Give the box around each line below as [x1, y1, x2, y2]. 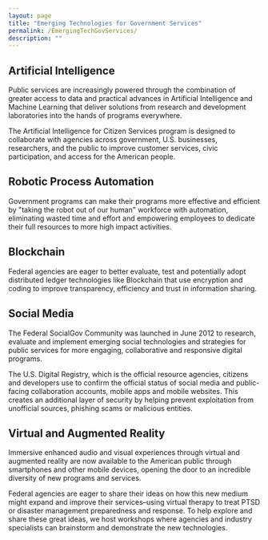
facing [8, 386, 30, 396]
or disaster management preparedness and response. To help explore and [8, 506, 253, 516]
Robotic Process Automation [8, 175, 154, 189]
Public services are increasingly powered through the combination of [8, 85, 236, 95]
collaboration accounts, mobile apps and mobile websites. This [30, 386, 238, 396]
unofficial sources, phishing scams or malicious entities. [8, 403, 194, 413]
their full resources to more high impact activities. [8, 221, 172, 231]
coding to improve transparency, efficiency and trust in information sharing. [8, 283, 258, 293]
